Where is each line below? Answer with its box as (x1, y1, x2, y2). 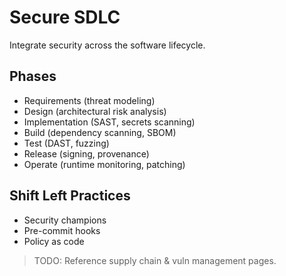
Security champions (23, 214, 107, 226)
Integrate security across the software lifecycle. (9, 39, 206, 51)
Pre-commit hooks (23, 224, 101, 236)
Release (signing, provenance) (23, 147, 150, 160)
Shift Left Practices (9, 187, 131, 205)
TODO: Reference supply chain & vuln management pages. (33, 254, 277, 266)
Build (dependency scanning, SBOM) (23, 126, 177, 138)
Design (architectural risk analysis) (23, 105, 167, 117)
